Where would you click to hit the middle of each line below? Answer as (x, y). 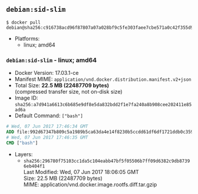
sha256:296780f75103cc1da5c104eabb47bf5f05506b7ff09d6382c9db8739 (107, 161)
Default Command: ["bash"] (49, 116)
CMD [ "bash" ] (22, 143)
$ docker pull (24, 22)
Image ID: (26, 98)
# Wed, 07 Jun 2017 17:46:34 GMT (47, 127)
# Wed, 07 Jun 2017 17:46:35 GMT (47, 137)
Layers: (24, 154)
